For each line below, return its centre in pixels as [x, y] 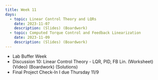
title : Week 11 [21, 10]
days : [11, 14]
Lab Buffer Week [30, 56]
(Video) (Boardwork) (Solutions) [45, 67]
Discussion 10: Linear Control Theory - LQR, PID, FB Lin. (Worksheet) [83, 61]
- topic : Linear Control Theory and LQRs [53, 19]
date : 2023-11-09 [32, 38]
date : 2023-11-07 [32, 24]
